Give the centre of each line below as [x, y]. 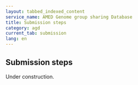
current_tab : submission [36, 33]
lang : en [16, 39]
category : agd [23, 28]
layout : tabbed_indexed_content [45, 11]
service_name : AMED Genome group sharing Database [69, 17]
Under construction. [30, 76]
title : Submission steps [36, 22]
